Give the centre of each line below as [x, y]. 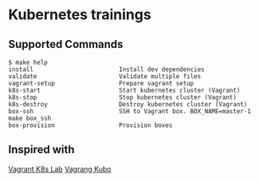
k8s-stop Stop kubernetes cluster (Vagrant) [123, 97]
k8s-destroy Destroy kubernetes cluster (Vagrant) [128, 105]
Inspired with [41, 150]
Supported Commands [66, 44]
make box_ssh [30, 118]
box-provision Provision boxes [90, 125]
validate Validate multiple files [105, 77]
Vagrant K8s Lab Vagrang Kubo [60, 168]
